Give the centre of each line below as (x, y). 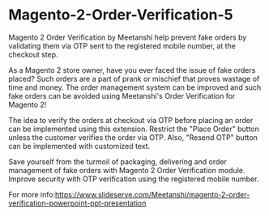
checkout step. (33, 54)
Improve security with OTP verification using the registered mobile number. (134, 179)
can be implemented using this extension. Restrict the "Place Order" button (134, 129)
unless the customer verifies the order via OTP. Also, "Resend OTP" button (133, 137)
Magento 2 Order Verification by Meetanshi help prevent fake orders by (128, 37)
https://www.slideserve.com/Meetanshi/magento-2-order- (152, 194)
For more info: (32, 194)
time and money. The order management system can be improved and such (135, 87)
